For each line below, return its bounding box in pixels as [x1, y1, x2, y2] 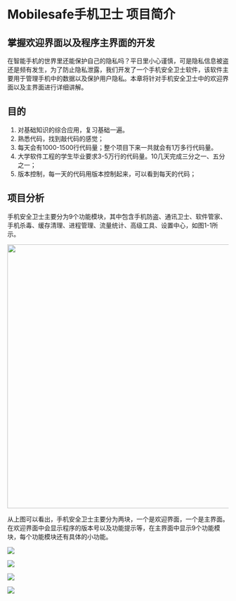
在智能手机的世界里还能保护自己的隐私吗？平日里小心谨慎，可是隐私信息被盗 [7, 57, 229, 65]
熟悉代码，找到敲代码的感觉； [17, 134, 104, 143]
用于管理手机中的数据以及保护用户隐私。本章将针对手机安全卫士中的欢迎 [13, 75, 223, 82]
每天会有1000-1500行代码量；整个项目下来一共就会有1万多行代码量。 [17, 143, 218, 151]
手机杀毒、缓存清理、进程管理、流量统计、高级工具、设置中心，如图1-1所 [7, 221, 218, 229]
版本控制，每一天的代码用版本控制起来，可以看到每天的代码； [17, 170, 197, 178]
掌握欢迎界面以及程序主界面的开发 [7, 37, 155, 49]
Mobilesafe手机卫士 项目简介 [7, 6, 176, 23]
